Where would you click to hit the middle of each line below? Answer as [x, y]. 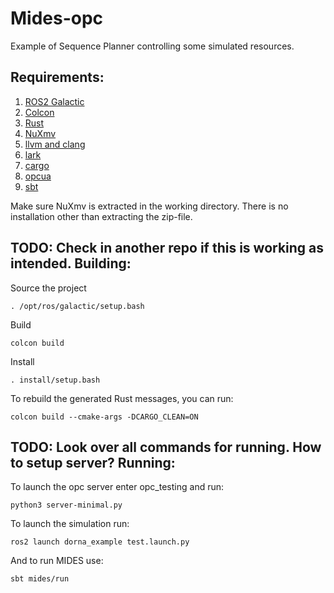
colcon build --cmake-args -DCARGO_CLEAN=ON [104, 417]
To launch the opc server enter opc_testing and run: [117, 487]
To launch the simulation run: [70, 524]
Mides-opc [57, 18]
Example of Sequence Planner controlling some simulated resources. [152, 46]
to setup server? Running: [93, 462]
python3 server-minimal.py [66, 505]
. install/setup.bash [55, 380]
